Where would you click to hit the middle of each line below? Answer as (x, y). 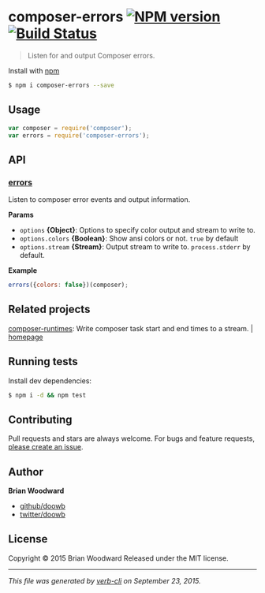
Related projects (49, 310)
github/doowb (42, 506)
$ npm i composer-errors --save (61, 85)
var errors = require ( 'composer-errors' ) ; (79, 135)
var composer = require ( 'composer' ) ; (70, 128)
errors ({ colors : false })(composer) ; (68, 285)
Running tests (43, 362)
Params (21, 215)
